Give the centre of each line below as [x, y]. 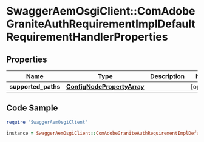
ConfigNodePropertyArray [105, 86]
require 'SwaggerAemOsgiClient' [47, 122]
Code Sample [32, 108]
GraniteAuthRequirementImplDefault [101, 24]
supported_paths [35, 86]
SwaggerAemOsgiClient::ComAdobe [101, 11]
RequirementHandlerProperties [87, 37]
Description [168, 76]
